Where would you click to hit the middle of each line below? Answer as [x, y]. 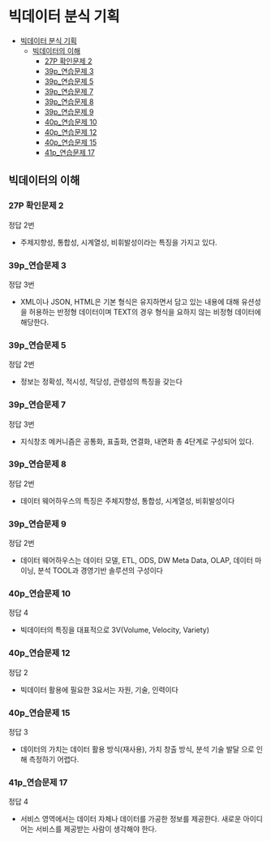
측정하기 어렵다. [54, 759]
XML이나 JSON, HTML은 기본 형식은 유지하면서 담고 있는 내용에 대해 [129, 301]
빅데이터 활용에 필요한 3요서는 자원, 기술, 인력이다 [99, 689]
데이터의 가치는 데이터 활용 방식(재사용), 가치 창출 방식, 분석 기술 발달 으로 [137, 749]
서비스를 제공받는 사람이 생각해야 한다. [96, 829]
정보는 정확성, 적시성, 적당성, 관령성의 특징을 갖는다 [101, 382]
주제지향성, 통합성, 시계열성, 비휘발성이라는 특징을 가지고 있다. [118, 242]
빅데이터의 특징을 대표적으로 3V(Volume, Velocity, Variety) [114, 630]
